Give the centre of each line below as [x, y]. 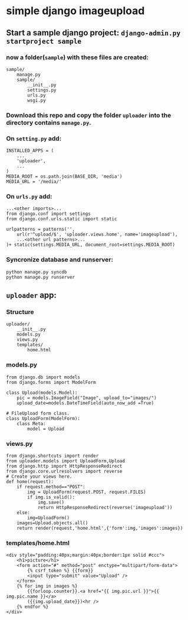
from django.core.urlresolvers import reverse [64, 471]
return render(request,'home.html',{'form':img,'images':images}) [100, 528]
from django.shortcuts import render [52, 456]
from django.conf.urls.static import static [62, 219]
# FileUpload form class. [38, 413]
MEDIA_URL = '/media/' [34, 182]
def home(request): [30, 482]
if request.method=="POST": [51, 487]
